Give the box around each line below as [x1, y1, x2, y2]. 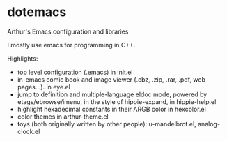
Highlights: [7, 54, 38, 63]
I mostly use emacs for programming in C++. [7, 40, 136, 49]
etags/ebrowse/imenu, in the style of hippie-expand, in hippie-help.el [17, 97, 217, 105]
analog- [197, 119, 221, 128]
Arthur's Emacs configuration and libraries [7, 27, 129, 36]
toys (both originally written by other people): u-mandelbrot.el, [17, 119, 196, 128]
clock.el [17, 127, 40, 135]
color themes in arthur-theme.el [17, 112, 109, 121]
